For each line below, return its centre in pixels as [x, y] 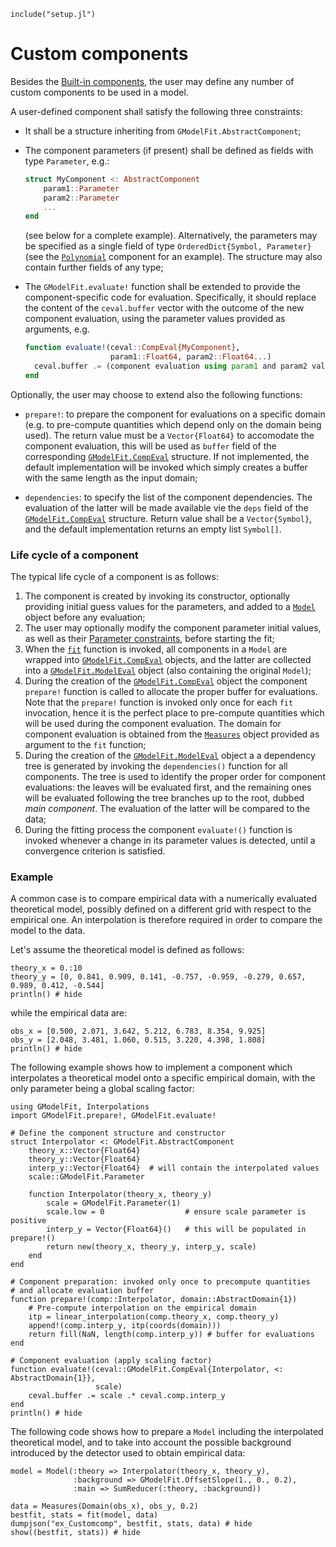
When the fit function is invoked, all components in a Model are [156, 649]
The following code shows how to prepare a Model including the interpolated [167, 1432]
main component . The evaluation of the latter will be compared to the [167, 809]
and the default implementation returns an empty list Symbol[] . [153, 529]
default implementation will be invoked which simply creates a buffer [166, 467]
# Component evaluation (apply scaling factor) [111, 1361]
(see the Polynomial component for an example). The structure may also [173, 257]
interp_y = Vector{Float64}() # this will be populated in [176, 1230]
